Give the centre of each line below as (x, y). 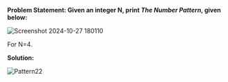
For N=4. (20, 44)
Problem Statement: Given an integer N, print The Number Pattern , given (114, 10)
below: (17, 17)
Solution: (21, 58)
